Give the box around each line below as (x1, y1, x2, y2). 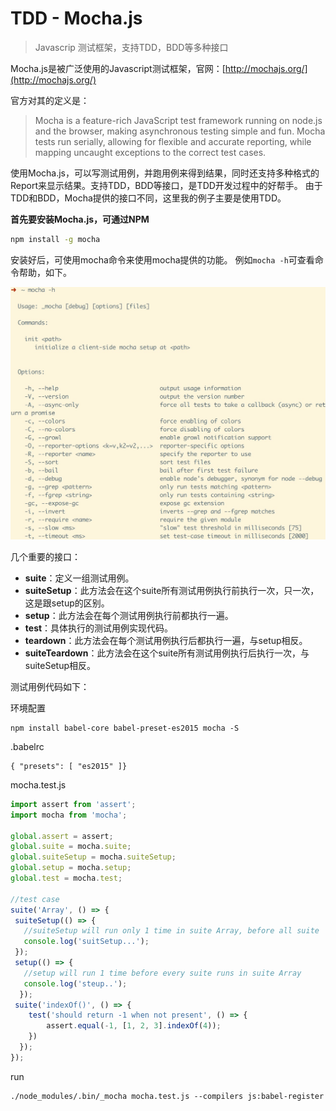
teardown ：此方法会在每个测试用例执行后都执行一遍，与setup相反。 (24, 634, 308, 646)
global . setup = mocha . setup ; (10, 863, 132, 873)
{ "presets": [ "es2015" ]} (10, 761, 128, 771)
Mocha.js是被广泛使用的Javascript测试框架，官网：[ (10, 62, 226, 74)
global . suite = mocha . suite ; (10, 842, 132, 852)
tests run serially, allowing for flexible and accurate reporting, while (34, 135, 312, 147)
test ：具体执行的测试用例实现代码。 (24, 622, 174, 634)
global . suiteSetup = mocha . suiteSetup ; (10, 852, 177, 862)
